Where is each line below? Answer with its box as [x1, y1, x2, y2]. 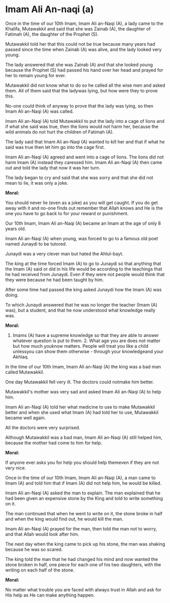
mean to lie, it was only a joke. [5, 180, 69, 186]
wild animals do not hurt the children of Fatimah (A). [5, 128, 114, 135]
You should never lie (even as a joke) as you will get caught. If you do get [5, 199, 158, 206]
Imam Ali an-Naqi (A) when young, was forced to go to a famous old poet [5, 235, 158, 242]
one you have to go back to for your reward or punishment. [5, 210, 129, 216]
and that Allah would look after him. [5, 531, 80, 537]
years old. [5, 225, 26, 231]
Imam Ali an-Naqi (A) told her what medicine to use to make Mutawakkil [5, 404, 155, 410]
